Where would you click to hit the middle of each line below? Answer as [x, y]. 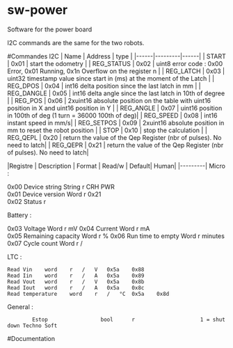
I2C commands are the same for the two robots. [76, 42]
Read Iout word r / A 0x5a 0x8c [76, 287]
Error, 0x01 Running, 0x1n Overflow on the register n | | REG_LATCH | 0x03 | [116, 71]
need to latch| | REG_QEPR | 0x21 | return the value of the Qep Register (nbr [115, 145]
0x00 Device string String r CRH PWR [61, 187]
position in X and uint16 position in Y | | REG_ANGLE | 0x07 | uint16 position [115, 108]
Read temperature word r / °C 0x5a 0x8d [88, 294]
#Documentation [31, 338]
